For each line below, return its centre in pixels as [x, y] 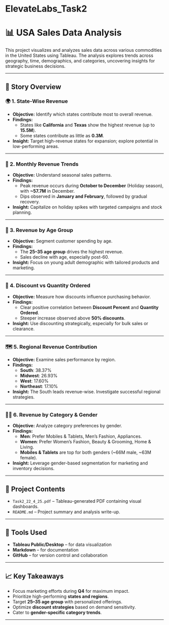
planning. [22, 212]
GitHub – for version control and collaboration [60, 555]
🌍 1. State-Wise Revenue [36, 101]
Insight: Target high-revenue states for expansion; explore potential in [85, 141]
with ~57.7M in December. [47, 191]
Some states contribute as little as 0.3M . [62, 135]
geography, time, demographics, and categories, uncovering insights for [80, 61]
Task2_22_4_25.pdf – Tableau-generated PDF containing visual [77, 501]
